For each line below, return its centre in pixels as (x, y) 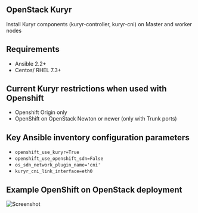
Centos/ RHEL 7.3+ (38, 70)
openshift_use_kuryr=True (47, 152)
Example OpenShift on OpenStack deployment (94, 189)
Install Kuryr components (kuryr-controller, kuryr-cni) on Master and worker (99, 24)
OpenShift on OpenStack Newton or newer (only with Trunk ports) (96, 119)
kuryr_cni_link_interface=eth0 (54, 172)
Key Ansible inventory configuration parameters (98, 138)
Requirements (33, 49)
